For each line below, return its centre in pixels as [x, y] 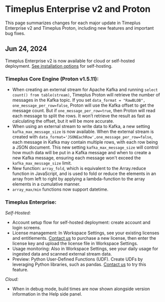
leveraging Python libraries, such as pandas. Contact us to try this [79, 264]
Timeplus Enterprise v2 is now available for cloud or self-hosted [70, 61]
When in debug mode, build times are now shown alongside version [81, 289]
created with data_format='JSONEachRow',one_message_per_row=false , [82, 137]
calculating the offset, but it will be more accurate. [63, 121]
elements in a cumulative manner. [46, 184]
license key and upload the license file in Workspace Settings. [75, 244]
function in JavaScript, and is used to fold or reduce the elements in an [84, 173]
